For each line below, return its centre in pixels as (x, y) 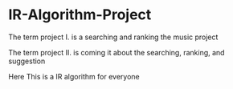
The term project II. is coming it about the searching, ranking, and (117, 52)
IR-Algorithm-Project (80, 15)
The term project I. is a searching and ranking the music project (113, 37)
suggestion (27, 61)
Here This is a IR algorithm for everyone (74, 76)
